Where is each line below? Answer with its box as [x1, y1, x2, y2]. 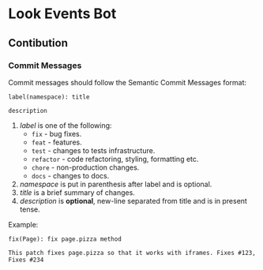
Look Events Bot [8, 5, 117, 23]
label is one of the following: [19, 120, 112, 130]
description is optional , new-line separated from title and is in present [19, 196, 247, 205]
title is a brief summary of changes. [19, 187, 136, 197]
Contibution [8, 36, 69, 50]
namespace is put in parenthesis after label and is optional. [19, 179, 212, 189]
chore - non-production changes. [31, 163, 140, 172]
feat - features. [31, 137, 82, 147]
